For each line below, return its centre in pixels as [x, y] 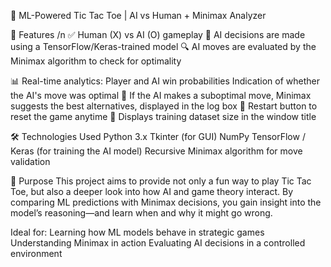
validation [30, 161]
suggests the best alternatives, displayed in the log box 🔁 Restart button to [164, 106]
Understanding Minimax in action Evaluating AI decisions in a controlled [158, 243]
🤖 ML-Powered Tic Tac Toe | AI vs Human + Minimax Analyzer [138, 15]
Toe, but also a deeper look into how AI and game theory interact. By [151, 191]
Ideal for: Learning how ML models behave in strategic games [137, 232]
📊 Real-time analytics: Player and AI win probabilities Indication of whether [165, 81]
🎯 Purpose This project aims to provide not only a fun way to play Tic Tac [161, 181]
